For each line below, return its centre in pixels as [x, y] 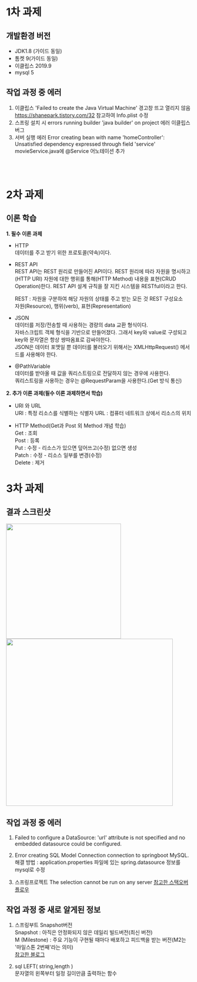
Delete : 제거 [29, 462]
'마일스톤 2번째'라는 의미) [44, 947]
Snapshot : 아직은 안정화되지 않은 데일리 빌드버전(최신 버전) [84, 932]
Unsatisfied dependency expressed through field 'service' [85, 144]
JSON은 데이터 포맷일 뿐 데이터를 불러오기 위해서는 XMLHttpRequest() [97, 347]
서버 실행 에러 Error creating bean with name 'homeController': [90, 137]
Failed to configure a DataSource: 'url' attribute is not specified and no [100, 837]
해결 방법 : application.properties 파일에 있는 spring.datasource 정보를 [98, 862]
